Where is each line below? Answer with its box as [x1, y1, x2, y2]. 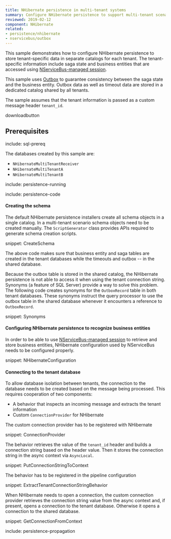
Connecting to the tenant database [5, 369, 81, 375]
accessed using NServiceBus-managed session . [5, 66, 107, 72]
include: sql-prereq [5, 140, 46, 147]
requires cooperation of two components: [5, 391, 93, 397]
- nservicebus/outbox [5, 36, 51, 41]
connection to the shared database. [5, 508, 80, 514]
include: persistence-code [5, 191, 61, 197]
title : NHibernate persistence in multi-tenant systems [5, 7, 126, 13]
